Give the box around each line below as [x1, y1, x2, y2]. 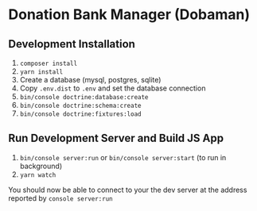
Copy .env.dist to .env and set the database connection [19, 83, 206, 93]
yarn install [19, 68, 64, 76]
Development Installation [8, 37, 135, 51]
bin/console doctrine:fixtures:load [19, 110, 142, 118]
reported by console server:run [8, 193, 113, 203]
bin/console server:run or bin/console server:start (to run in [19, 152, 227, 162]
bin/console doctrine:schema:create [19, 102, 142, 109]
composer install [19, 59, 78, 67]
